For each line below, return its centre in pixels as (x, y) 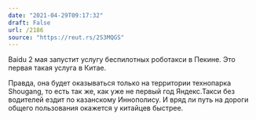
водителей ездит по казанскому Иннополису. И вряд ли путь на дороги (128, 100)
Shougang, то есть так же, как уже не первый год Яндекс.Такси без (122, 92)
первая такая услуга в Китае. (57, 68)
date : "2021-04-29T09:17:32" (56, 15)
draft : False (29, 23)
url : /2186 (26, 30)
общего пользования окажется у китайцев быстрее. (96, 108)
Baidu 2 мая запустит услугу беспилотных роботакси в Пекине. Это (122, 60)
